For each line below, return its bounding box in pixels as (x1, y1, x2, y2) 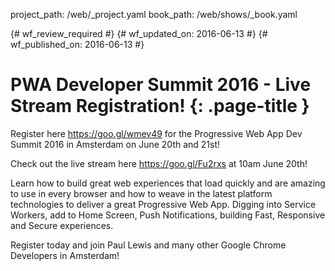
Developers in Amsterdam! (10, 249, 120, 261)
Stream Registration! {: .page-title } (10, 95, 310, 118)
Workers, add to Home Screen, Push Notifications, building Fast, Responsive (10, 209, 326, 221)
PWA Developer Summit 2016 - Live (10, 74, 312, 96)
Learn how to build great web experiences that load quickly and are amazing (10, 177, 326, 189)
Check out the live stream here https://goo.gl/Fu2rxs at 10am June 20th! (10, 157, 308, 169)
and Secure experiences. (10, 219, 114, 231)
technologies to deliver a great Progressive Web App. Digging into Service (10, 198, 317, 210)
